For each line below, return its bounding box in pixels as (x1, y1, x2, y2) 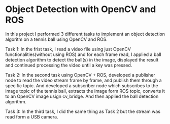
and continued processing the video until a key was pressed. (5, 62, 132, 68)
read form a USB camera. (5, 113, 58, 119)
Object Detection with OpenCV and (5, 4, 156, 15)
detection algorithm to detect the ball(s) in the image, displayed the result (5, 56, 159, 63)
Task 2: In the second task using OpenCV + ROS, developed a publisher (5, 72, 156, 78)
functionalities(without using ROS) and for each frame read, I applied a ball (5, 51, 161, 57)
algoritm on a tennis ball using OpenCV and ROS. (5, 36, 108, 42)
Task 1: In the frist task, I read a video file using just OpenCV (5, 46, 131, 52)
